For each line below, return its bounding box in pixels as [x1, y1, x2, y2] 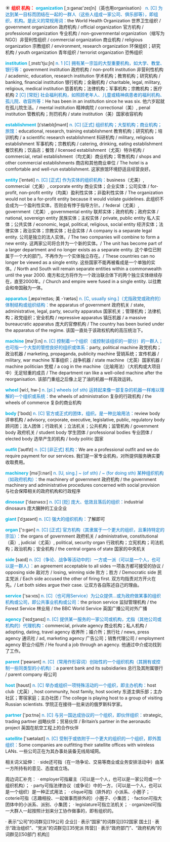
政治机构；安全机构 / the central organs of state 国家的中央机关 [14, 546, 146, 552]
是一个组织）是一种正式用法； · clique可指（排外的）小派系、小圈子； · [5, 789, 153, 795]
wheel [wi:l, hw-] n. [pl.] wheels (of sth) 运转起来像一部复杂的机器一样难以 [5, 387, 160, 393]
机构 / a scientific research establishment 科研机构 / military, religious [9, 134, 154, 140]
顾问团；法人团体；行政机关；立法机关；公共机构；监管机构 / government [5, 423, 159, 429]
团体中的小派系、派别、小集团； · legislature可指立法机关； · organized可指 [5, 801, 162, 807]
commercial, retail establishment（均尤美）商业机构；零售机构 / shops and [5, 153, 161, 159]
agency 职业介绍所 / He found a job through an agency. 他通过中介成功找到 [5, 642, 162, 648]
